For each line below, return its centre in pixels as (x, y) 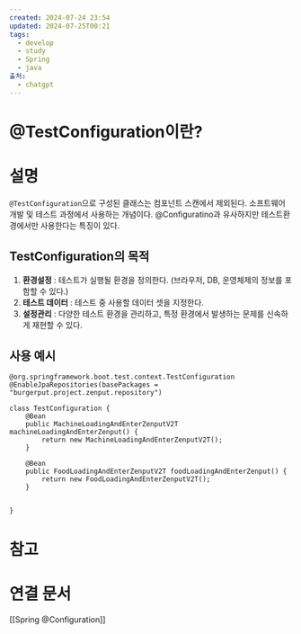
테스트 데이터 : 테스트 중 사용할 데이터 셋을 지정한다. (113, 302)
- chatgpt (35, 85)
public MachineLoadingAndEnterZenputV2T (102, 424)
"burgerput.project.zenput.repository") (86, 393)
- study (32, 51)
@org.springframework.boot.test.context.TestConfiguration (122, 377)
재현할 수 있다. (57, 325)
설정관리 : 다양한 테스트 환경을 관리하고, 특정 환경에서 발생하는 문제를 (143, 313)
